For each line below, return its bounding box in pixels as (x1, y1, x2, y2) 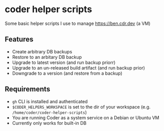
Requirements (5, 85, 50, 93)
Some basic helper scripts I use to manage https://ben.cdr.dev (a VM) (5, 20, 151, 26)
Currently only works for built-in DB (12, 120, 87, 126)
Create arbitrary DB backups (12, 48, 72, 54)
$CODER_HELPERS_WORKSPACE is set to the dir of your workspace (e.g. (12, 104, 151, 110)
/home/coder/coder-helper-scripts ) (12, 109, 87, 115)
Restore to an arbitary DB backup (12, 54, 82, 60)
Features (5, 35, 34, 44)
